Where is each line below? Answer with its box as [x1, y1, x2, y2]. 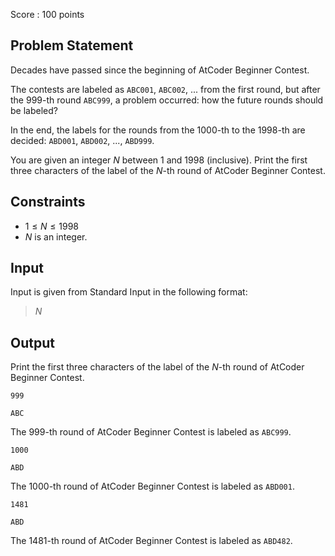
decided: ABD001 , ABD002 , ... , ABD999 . [10, 134, 155, 146]
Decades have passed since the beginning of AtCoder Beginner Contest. [10, 64, 310, 76]
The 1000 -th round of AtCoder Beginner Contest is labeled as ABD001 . [10, 480, 295, 493]
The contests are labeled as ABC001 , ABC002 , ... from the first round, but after [10, 83, 321, 95]
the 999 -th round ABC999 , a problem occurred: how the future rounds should [10, 94, 324, 106]
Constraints [10, 194, 86, 211]
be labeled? [10, 104, 58, 116]
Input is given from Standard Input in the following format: [10, 286, 248, 298]
